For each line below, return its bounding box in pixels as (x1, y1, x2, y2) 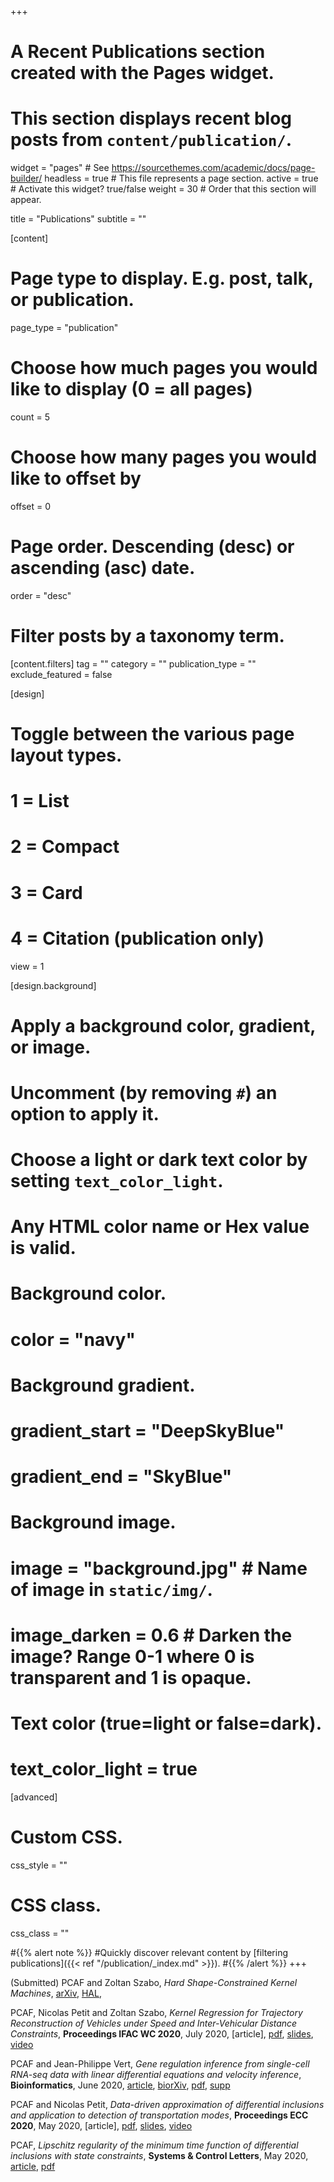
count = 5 (10, 411, 50, 423)
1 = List (10, 790, 70, 813)
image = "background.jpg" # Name (10, 1557, 308, 1580)
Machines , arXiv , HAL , (10, 1987, 102, 1999)
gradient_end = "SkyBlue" (10, 1466, 233, 1488)
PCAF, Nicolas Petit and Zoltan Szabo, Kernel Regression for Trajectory (10, 2006, 303, 2018)
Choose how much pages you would (10, 357, 318, 380)
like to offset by (10, 467, 142, 490)
